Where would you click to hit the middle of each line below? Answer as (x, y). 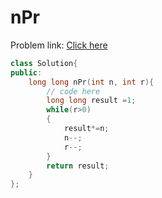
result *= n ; (86, 129)
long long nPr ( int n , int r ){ (91, 82)
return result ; (78, 166)
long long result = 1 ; (91, 101)
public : (26, 72)
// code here (73, 91)
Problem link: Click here (59, 45)
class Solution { (44, 63)
